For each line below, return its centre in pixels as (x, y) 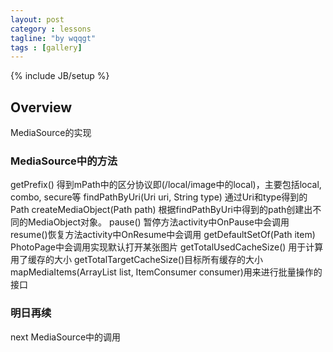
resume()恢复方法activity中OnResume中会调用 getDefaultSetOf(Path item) (163, 235)
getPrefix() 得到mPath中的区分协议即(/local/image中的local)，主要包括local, (166, 185)
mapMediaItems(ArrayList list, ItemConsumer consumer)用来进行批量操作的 (166, 272)
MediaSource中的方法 (64, 161)
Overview (41, 107)
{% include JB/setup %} (60, 76)
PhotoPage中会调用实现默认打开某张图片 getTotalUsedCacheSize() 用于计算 (167, 247)
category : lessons (51, 29)
